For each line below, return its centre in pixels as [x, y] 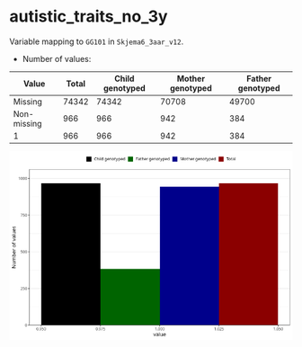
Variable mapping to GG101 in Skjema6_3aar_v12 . [97, 41]
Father [259, 79]
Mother [191, 79]
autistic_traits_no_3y [89, 17]
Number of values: [57, 58]
